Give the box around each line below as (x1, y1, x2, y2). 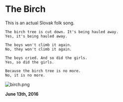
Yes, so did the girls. (5, 59, 55, 65)
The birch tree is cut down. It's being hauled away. (5, 29, 119, 34)
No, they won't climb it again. (5, 47, 72, 51)
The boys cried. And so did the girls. (5, 55, 88, 60)
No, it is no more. (5, 73, 46, 78)
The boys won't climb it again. (5, 42, 72, 48)
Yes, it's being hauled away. (5, 34, 68, 39)
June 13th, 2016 (5, 91, 39, 97)
